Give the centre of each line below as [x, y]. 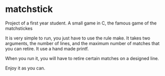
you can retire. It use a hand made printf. [47, 48]
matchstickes [19, 28]
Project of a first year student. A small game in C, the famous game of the [81, 23]
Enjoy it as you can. [25, 68]
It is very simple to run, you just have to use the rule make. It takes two [78, 38]
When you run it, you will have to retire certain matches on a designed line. [82, 58]
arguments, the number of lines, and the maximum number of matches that [82, 43]
